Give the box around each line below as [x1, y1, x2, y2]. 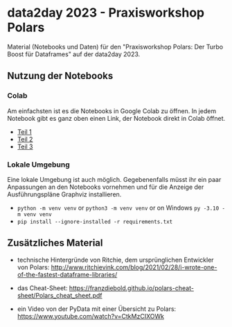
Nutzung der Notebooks [7, 70, 114, 82]
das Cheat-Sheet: [17, 283, 68, 292]
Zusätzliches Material [7, 237, 103, 249]
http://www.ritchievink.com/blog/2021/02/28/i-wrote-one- [51, 262, 217, 271]
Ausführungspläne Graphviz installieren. [7, 190, 122, 199]
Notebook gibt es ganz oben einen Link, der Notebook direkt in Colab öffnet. [7, 114, 226, 122]
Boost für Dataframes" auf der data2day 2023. [7, 50, 141, 58]
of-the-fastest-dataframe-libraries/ [17, 270, 118, 278]
